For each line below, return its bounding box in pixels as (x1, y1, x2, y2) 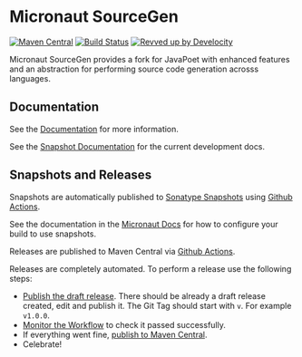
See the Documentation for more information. (9, 123, 180, 134)
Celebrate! (22, 338, 63, 350)
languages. (9, 72, 52, 83)
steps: (9, 273, 33, 284)
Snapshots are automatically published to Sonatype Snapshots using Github (9, 191, 293, 202)
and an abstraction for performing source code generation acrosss (9, 63, 259, 74)
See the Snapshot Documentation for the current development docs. (9, 140, 266, 151)
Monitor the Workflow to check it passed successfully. (22, 319, 227, 330)
